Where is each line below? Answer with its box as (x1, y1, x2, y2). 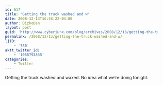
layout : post (5, 25, 32, 30)
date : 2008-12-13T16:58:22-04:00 (5, 16, 73, 21)
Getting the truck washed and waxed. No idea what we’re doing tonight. (5, 75, 149, 81)
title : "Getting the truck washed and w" (5, 12, 90, 17)
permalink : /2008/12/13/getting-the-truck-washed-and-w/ (5, 34, 123, 39)
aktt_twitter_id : (5, 48, 40, 52)
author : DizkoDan (5, 20, 40, 26)
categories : (5, 57, 29, 62)
